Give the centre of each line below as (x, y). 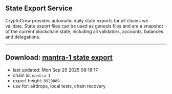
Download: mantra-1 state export (59, 58)
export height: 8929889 (36, 80)
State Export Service (39, 8)
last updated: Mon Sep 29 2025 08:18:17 (55, 70)
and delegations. (23, 37)
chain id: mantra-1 (31, 75)
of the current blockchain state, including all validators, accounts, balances (84, 31)
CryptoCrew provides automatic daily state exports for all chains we (77, 20)
